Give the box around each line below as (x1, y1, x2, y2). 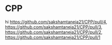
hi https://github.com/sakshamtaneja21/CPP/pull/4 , (5, 19, 108, 25)
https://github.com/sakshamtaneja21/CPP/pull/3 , (5, 24, 103, 30)
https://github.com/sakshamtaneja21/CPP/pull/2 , (5, 29, 103, 35)
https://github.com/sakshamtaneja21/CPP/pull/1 (5, 34, 101, 40)
